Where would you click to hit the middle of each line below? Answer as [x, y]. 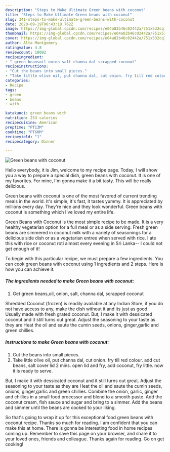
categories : [18, 80]
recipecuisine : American [31, 122]
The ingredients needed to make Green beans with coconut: [70, 281]
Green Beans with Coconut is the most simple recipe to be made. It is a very [84, 222]
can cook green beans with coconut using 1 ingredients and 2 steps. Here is [84, 264]
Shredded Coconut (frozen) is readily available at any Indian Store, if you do [84, 304]
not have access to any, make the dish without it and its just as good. [77, 309]
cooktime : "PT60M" [25, 132]
